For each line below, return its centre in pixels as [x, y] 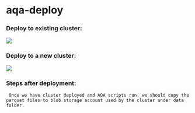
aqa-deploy [35, 10]
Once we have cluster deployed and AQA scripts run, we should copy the [99, 96]
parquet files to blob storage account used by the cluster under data [95, 100]
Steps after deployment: [41, 83]
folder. [15, 105]
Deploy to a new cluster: [41, 56]
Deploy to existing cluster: [44, 29]
